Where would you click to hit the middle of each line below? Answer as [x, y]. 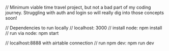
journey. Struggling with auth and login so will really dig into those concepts [85, 13]
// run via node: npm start [32, 33]
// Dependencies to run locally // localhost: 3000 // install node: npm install [84, 28]
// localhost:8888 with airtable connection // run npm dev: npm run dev [80, 43]
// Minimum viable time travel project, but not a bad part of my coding [78, 7]
